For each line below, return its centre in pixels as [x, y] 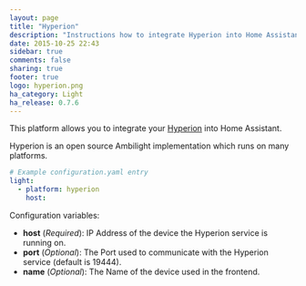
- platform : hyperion [59, 189]
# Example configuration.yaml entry [79, 173]
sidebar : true [36, 52]
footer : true [34, 77]
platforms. [29, 156]
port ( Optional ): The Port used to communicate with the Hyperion [145, 252]
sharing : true [36, 69]
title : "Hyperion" [44, 26]
